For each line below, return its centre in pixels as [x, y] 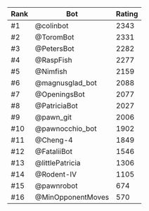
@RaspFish [53, 60]
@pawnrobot [56, 186]
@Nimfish [51, 71]
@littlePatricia [58, 163]
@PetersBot [55, 49]
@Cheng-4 [54, 140]
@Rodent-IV [56, 174]
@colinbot [52, 26]
